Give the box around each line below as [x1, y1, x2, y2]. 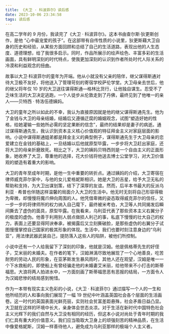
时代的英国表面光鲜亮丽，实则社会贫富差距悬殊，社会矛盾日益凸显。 [22, 298, 164, 304]
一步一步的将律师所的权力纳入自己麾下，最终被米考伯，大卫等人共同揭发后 [5, 202, 159, 208]
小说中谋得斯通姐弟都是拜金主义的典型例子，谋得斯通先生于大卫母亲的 [14, 134, 159, 140]
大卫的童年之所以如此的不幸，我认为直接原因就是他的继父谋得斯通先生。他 [5, 109, 159, 115]
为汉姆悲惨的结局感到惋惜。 [5, 275, 63, 281]
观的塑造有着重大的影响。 [5, 159, 58, 165]
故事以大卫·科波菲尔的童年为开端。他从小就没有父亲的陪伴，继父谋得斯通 [5, 73, 157, 79]
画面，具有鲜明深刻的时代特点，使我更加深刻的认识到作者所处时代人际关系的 [5, 56, 164, 62]
